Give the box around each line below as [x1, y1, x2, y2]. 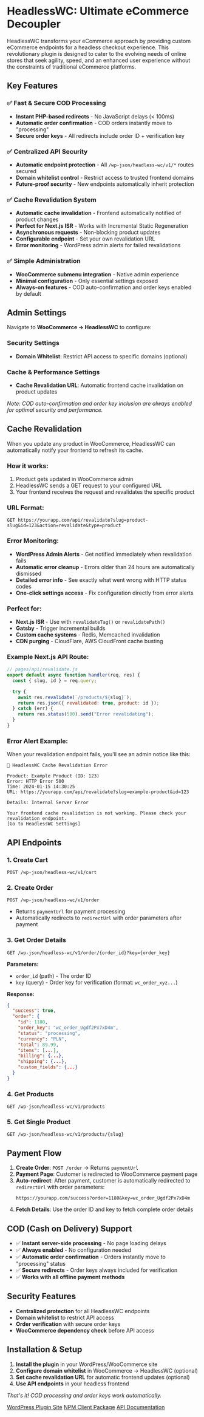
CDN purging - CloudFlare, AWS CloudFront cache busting [15, 637, 163, 644]
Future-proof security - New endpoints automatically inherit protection [15, 180, 195, 188]
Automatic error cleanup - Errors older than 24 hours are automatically [15, 563, 195, 570]
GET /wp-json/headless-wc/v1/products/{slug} [7, 1132, 124, 1138]
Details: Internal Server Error [7, 800, 89, 806]
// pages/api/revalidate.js [7, 666, 78, 672]
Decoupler [7, 17, 61, 31]
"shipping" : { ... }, [18, 1059, 67, 1065]
